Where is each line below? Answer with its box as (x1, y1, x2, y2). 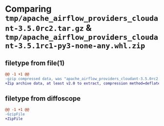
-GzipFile (5, 112, 25, 117)
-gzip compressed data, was (5, 76, 62, 81)
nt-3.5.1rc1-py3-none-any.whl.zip (5, 42, 145, 51)
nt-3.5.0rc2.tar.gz (5, 24, 84, 33)
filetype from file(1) (5, 59, 65, 67)
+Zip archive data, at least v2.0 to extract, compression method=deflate (5, 81, 161, 86)
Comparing (5, 3, 52, 15)
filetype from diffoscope (5, 94, 81, 103)
